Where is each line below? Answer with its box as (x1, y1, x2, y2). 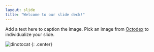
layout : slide (5, 7, 36, 13)
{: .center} (31, 41, 53, 47)
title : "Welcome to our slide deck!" (5, 12, 85, 17)
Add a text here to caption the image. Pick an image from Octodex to (5, 26, 149, 32)
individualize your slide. (5, 31, 55, 37)
